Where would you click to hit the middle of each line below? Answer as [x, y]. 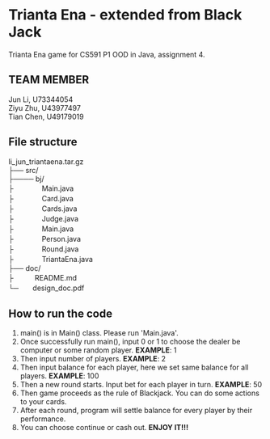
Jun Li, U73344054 [41, 99]
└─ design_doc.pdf [46, 288]
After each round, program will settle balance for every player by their [136, 411]
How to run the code [61, 313]
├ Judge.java [44, 218]
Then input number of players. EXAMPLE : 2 [93, 359]
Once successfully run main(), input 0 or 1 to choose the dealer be [130, 342]
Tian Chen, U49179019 [46, 116]
